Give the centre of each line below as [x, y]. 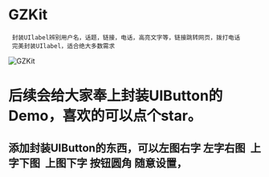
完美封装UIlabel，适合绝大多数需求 [63, 46]
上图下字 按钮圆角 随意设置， [116, 163]
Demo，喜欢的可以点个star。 [105, 116]
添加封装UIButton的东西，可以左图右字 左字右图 [127, 148]
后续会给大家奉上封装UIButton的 [116, 96]
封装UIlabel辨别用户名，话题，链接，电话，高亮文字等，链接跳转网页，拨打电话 [126, 38]
